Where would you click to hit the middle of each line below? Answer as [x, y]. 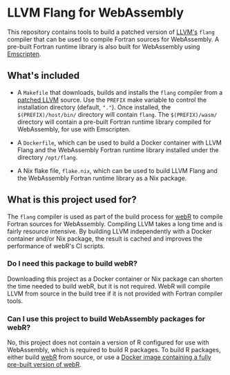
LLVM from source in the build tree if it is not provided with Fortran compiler [115, 293]
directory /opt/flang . [47, 157]
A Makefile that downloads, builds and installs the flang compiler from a [120, 92]
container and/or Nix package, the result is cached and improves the [105, 238]
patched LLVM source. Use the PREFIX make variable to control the [112, 100]
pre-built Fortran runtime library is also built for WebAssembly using [104, 46]
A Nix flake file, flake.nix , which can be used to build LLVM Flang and [117, 170]
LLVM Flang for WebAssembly [96, 13]
